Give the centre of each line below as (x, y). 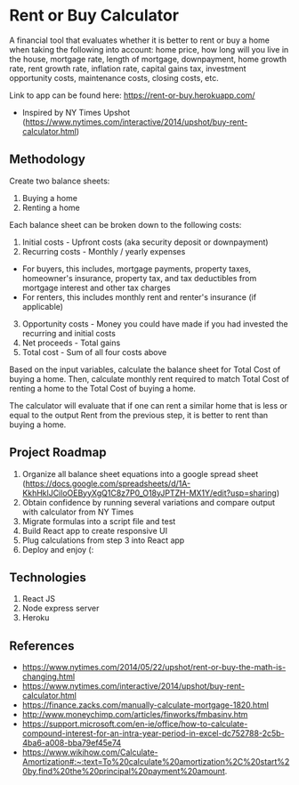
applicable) (43, 306)
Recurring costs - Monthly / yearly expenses (104, 251)
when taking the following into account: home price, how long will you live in (149, 49)
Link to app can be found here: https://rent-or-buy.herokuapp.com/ (132, 95)
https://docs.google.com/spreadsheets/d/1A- (108, 483)
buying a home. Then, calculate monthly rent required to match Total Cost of (149, 378)
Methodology (48, 160)
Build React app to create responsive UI (94, 530)
